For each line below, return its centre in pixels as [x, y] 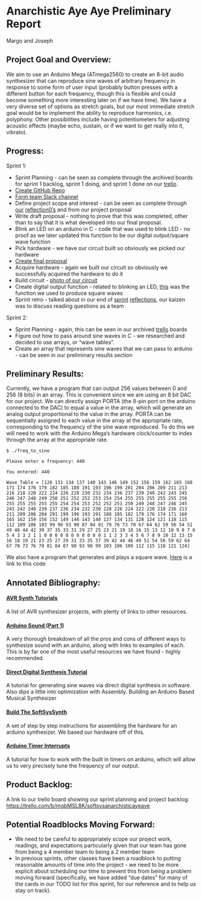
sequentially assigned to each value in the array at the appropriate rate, [95, 421]
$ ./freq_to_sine [28, 451]
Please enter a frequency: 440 [46, 461]
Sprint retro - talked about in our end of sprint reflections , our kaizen [100, 299]
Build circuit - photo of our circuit [56, 280]
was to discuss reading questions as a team [69, 306]
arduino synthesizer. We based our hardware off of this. [75, 732]
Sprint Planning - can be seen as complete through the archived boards [104, 177]
